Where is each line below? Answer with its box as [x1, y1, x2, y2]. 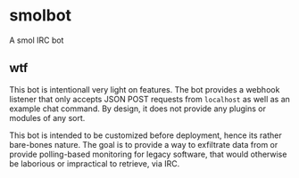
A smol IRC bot [9, 35, 64, 45]
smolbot [9, 5, 72, 26]
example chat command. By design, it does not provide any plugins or [9, 103, 266, 114]
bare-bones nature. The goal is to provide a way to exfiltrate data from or [9, 139, 278, 150]
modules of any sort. [9, 112, 86, 123]
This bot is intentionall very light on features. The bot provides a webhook [9, 84, 280, 94]
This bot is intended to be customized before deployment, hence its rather [9, 130, 283, 141]
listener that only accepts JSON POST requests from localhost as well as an [9, 93, 290, 104]
